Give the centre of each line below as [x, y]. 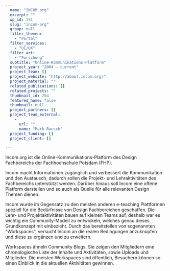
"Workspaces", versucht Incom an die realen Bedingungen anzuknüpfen [81, 232]
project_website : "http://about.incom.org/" [58, 77]
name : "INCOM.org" [30, 10]
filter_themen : [26, 34]
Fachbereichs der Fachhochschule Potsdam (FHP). [59, 163]
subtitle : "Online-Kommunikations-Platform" [58, 62]
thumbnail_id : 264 [30, 96]
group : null [23, 29]
